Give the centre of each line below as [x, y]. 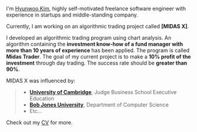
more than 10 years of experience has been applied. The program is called [98, 50]
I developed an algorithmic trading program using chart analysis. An [89, 38]
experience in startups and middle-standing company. [72, 15]
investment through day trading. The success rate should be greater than [97, 63]
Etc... [36, 111]
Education [42, 98]
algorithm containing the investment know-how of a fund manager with [95, 44]
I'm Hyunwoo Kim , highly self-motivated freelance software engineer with [96, 9]
